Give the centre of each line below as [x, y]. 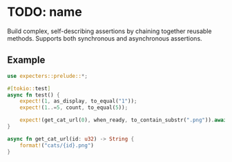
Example [26, 60]
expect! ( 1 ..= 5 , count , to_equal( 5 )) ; [74, 108]
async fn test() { [33, 95]
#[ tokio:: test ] [29, 88]
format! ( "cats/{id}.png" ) [57, 145]
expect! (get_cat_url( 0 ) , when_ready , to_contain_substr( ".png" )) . [117, 120]
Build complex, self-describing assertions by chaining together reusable [109, 31]
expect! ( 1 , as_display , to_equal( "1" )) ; [78, 101]
